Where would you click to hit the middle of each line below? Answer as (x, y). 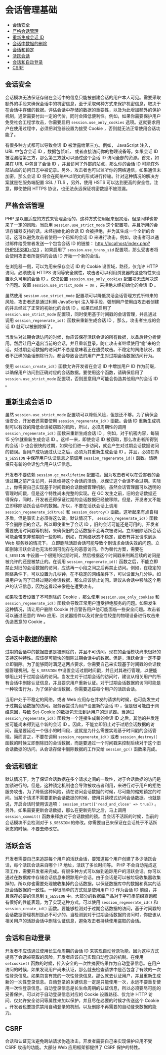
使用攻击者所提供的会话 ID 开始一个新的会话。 (56, 255)
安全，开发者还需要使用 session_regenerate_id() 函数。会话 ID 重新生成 (83, 421)
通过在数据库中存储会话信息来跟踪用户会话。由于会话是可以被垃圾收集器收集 (83, 877)
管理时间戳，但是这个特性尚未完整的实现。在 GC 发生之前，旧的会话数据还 (81, 494)
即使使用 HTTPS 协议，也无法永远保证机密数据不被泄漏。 (72, 188)
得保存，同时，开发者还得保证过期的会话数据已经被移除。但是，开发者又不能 (83, 499)
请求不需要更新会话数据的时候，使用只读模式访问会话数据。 (87, 798)
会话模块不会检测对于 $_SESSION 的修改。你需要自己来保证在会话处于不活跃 (81, 822)
